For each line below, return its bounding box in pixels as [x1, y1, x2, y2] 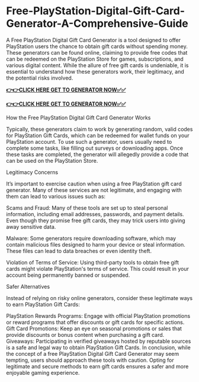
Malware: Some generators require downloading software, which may [6, 235, 176, 242]
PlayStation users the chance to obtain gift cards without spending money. [6, 43, 188, 50]
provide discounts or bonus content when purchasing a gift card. [6, 331, 165, 338]
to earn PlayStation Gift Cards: [6, 301, 80, 308]
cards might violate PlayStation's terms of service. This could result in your [6, 265, 190, 272]
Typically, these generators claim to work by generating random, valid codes [6, 125, 193, 132]
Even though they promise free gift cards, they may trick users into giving [6, 217, 185, 224]
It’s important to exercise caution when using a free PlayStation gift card [6, 180, 182, 187]
